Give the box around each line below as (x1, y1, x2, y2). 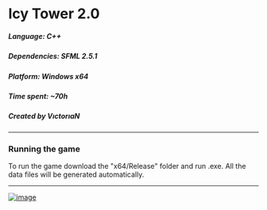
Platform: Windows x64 (8, 71, 89, 81)
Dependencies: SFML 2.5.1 (8, 52, 98, 61)
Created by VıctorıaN (8, 112, 80, 121)
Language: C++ (8, 31, 62, 40)
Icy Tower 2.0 (8, 5, 100, 23)
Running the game (8, 143, 81, 155)
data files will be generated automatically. (8, 170, 145, 179)
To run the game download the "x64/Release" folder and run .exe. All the (8, 161, 246, 170)
